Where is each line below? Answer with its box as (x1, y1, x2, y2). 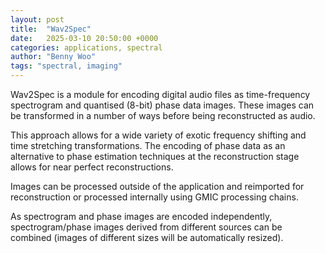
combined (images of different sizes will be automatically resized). (10, 232, 284, 243)
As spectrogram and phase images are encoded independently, (10, 211, 273, 222)
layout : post (10, 14, 65, 25)
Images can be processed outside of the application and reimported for (10, 181, 305, 192)
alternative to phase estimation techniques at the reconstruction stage (10, 151, 300, 162)
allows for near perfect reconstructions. (10, 161, 174, 173)
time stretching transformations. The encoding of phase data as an (10, 140, 286, 151)
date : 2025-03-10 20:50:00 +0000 (10, 33, 159, 43)
